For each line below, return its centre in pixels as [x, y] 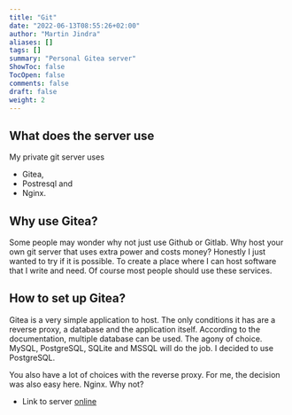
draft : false [33, 91]
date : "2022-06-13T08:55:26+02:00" [75, 26]
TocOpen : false [37, 75]
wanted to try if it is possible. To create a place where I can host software [143, 261]
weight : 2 [27, 100]
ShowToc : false [37, 67]
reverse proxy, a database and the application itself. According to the [135, 329]
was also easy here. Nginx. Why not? [77, 384]
